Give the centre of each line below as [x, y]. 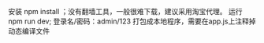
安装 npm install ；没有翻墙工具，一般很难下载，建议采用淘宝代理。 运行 [125, 11]
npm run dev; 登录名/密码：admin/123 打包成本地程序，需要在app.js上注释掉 [132, 21]
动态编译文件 [29, 31]
